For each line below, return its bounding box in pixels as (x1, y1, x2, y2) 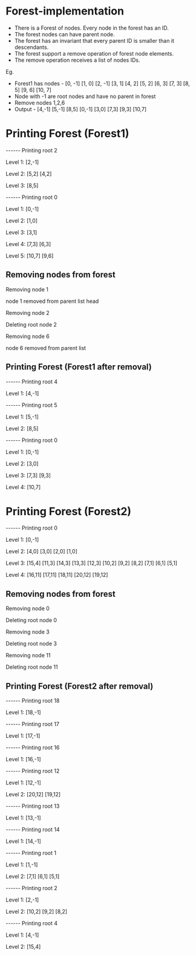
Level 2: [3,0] (5, 460, 39, 467)
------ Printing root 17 (5, 721, 60, 728)
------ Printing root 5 (5, 401, 58, 409)
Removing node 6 (5, 333, 50, 340)
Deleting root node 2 (5, 320, 57, 328)
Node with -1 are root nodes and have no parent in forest (14, 93, 156, 100)
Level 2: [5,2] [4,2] (5, 170, 52, 177)
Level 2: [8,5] (5, 424, 39, 432)
